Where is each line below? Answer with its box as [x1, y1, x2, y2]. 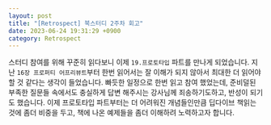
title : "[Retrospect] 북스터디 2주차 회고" [8, 19, 144, 27]
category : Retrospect [8, 34, 82, 43]
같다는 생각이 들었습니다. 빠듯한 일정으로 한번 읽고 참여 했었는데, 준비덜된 [25, 77, 256, 87]
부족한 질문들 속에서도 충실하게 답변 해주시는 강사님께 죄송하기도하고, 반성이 [8, 88, 248, 98]
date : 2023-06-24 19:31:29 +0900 [8, 27, 121, 35]
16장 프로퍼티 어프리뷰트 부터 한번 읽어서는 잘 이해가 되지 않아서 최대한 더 [16, 68, 240, 77]
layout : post [8, 11, 53, 20]
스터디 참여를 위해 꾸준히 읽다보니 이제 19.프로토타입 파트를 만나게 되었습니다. [8, 57, 250, 67]
